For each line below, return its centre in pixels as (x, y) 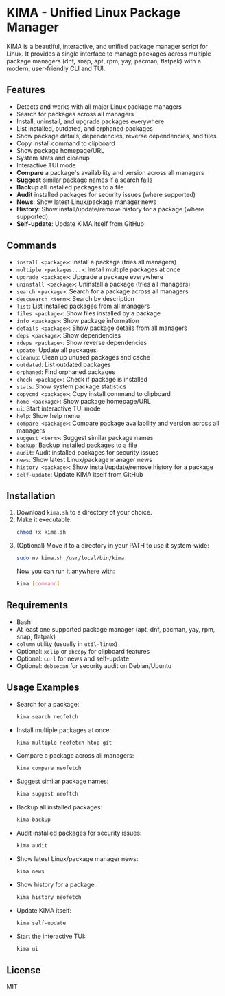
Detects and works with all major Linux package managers (99, 106)
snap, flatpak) (36, 636)
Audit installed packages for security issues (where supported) (106, 194)
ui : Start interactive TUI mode (58, 408)
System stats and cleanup (53, 158)
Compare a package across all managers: (75, 756)
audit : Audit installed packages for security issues (87, 452)
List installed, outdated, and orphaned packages (85, 128)
